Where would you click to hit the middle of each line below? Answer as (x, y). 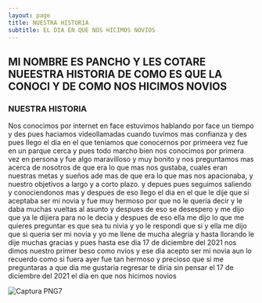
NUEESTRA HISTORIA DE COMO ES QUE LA (115, 74)
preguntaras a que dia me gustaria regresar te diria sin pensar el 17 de (121, 268)
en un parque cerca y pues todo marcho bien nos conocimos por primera (126, 151)
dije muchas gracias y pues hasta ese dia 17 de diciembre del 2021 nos (122, 243)
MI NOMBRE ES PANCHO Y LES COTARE (107, 62)
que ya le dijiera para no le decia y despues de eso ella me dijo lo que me (126, 217)
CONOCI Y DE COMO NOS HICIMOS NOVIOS (118, 86)
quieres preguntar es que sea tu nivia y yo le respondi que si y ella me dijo (128, 226)
